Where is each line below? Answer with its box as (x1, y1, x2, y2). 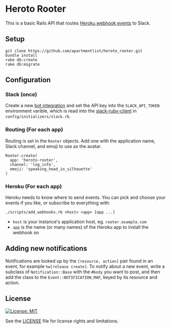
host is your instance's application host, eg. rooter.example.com (12, 219, 147, 225)
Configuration (5, 76, 51, 84)
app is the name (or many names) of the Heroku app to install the (12, 224, 149, 230)
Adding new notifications (5, 244, 88, 253)
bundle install (5, 53, 38, 58)
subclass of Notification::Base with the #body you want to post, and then (5, 269, 160, 275)
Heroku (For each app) (5, 182, 62, 190)
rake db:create (5, 57, 38, 62)
